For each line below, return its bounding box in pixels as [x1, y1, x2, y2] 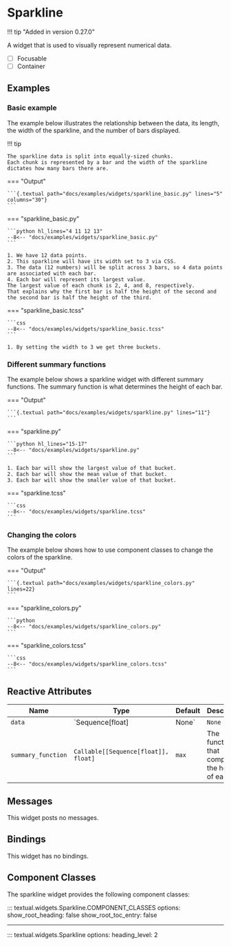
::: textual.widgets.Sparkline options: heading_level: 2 [7, 930, 158, 938]
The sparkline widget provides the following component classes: [7, 890, 190, 898]
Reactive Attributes [7, 686, 92, 697]
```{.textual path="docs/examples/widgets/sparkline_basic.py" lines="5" [7, 190, 223, 197]
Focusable [16, 54, 47, 63]
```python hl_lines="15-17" [7, 441, 88, 448]
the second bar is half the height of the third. [7, 294, 153, 301]
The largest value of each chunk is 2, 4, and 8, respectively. [7, 282, 195, 289]
